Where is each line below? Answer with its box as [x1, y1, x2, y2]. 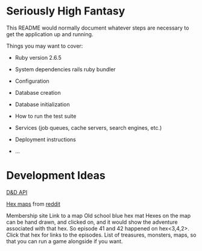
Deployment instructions [14, 136, 77, 143]
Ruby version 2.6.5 [14, 54, 62, 61]
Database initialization [14, 101, 71, 108]
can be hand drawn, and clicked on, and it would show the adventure [6, 218, 178, 226]
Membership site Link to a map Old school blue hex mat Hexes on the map [6, 212, 191, 219]
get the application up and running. [6, 30, 93, 37]
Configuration [14, 77, 49, 84]
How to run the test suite [14, 112, 77, 119]
